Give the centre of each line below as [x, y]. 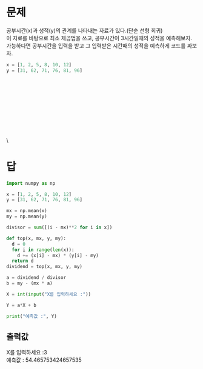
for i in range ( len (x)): [43, 250]
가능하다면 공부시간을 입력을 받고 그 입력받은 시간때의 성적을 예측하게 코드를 [96, 46]
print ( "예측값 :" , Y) [32, 316]
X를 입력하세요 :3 [27, 353]
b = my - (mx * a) [29, 283]
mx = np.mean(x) [27, 211]
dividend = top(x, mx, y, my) [45, 267]
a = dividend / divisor [36, 278]
